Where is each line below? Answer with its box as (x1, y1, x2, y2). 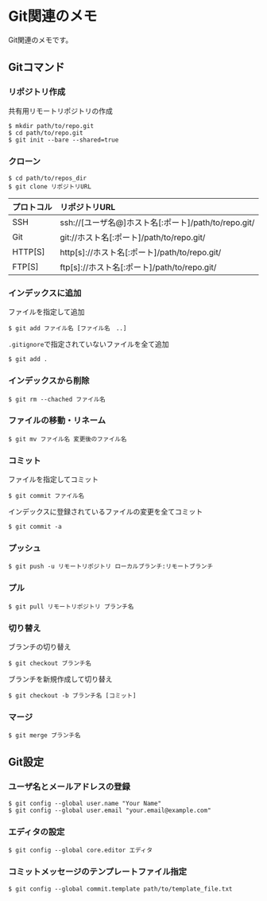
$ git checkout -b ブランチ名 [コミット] (8, 692, 137, 700)
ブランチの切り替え (8, 642, 72, 651)
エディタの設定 (8, 826, 65, 837)
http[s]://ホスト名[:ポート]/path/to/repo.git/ (60, 247, 222, 258)
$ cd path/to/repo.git (8, 129, 83, 137)
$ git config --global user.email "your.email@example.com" (8, 806, 212, 814)
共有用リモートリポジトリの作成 (8, 106, 113, 115)
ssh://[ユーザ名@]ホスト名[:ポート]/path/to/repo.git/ (60, 216, 255, 227)
